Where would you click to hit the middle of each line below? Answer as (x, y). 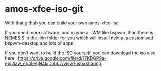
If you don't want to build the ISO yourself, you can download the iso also (80, 53)
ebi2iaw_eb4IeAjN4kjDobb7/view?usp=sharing (53, 63)
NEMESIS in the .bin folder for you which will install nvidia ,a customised (79, 38)
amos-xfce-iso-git (44, 9)
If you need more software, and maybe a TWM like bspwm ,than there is (79, 32)
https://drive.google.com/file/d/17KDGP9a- (62, 58)
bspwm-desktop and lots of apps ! (40, 43)
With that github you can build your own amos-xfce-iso (62, 23)
